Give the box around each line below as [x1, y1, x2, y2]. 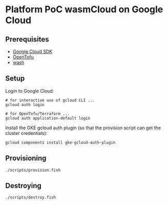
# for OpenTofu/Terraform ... [5, 111, 70, 116]
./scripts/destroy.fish [5, 195, 56, 200]
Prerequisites [5, 35, 49, 44]
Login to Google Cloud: [5, 88, 54, 94]
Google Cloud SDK [12, 49, 53, 54]
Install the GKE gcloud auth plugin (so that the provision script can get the [5, 125, 161, 131]
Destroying [5, 181, 42, 190]
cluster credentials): [5, 130, 48, 136]
